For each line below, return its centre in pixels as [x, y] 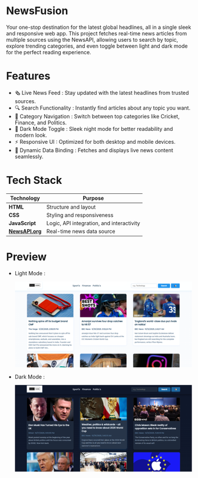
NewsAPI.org [25, 232]
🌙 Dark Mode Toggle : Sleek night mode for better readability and [94, 128]
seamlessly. [29, 156]
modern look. [31, 135]
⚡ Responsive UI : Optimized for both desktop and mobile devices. [95, 141]
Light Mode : [30, 273]
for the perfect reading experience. [49, 52]
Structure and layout [71, 207]
